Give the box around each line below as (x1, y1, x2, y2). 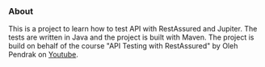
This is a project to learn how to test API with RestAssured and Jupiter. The (8, 24, 258, 34)
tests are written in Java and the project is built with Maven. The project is (8, 32, 254, 42)
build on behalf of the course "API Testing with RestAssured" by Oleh (8, 41, 238, 51)
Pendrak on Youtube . (8, 50, 78, 60)
